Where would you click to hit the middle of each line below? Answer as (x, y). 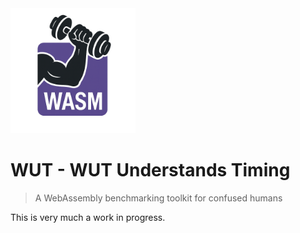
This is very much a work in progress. (88, 217)
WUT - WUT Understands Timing (150, 170)
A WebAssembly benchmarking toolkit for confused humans (158, 198)
